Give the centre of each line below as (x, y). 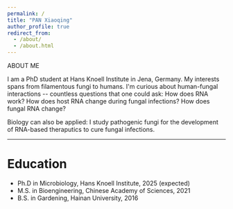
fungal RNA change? (36, 109)
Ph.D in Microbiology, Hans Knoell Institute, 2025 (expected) (104, 183)
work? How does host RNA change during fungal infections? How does (109, 101)
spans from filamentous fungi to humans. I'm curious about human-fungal (113, 86)
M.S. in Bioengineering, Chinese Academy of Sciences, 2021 (104, 190)
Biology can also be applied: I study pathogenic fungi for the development (113, 122)
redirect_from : (29, 33)
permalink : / (26, 14)
